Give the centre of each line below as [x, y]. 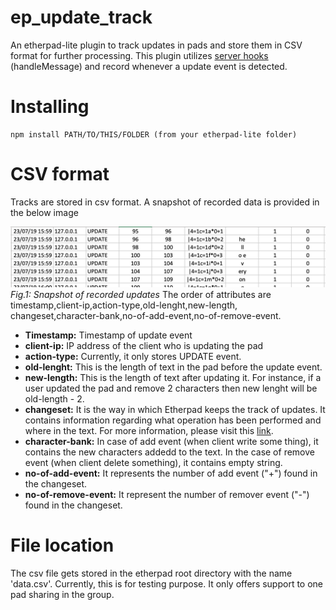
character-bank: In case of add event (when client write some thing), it [171, 442]
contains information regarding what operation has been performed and [173, 420]
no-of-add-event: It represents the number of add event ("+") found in [171, 473]
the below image [44, 212]
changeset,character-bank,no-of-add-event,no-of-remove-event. [146, 316]
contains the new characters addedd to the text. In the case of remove [169, 452]
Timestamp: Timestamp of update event [108, 335]
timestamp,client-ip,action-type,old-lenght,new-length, [124, 305]
